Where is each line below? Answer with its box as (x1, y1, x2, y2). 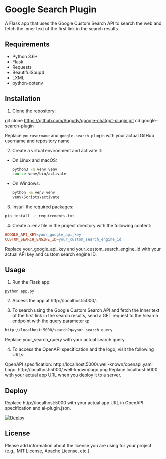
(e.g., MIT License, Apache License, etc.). (5, 448, 91, 454)
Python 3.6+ (12, 53, 38, 59)
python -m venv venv (12, 190, 55, 195)
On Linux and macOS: (12, 157, 57, 163)
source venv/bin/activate (12, 171, 66, 176)
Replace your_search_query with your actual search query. (5, 337, 126, 343)
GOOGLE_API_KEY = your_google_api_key (5, 232, 81, 237)
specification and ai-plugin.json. (5, 405, 71, 411)
